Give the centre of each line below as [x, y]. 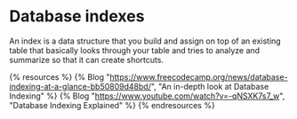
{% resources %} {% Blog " [60, 76]
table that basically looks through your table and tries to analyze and [135, 50]
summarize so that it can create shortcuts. [87, 59]
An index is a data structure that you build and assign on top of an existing [145, 41]
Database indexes [77, 16]
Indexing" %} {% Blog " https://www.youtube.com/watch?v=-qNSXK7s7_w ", [147, 96]
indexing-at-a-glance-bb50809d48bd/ [80, 86]
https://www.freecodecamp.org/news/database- [199, 76]
